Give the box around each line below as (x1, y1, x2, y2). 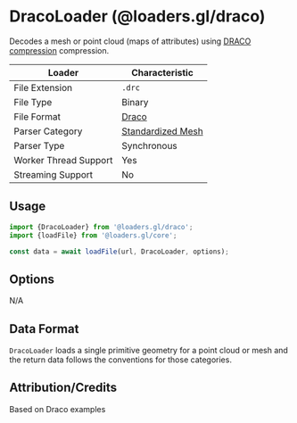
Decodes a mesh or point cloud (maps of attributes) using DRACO (9, 36, 252, 46)
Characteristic (130, 66, 194, 79)
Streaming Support (13, 168, 94, 180)
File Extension (13, 81, 73, 94)
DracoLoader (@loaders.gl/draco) (9, 6, 266, 27)
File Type (13, 95, 53, 108)
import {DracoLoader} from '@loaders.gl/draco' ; (9, 222, 194, 231)
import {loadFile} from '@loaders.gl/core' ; (9, 230, 177, 240)
